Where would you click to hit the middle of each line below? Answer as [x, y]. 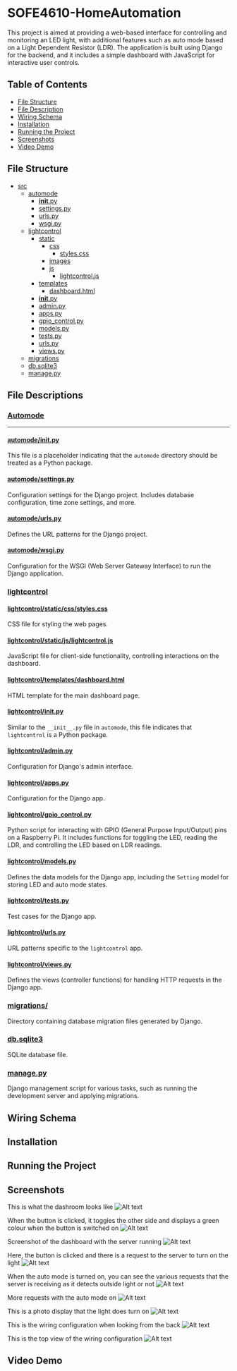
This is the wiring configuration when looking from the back [94, 1325]
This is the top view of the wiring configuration [75, 1339]
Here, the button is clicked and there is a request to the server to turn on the [118, 1255]
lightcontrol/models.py [42, 861]
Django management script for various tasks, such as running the [102, 1088]
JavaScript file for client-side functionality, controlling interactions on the [113, 656]
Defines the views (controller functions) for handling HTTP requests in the [115, 980]
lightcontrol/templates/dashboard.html [66, 679]
